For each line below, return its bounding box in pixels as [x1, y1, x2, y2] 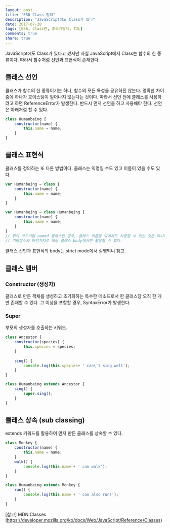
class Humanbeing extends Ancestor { [5, 382, 85, 387]
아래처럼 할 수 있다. [10, 106, 49, 112]
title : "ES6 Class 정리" [5, 12, 56, 17]
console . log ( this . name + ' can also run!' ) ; [23, 492, 119, 498]
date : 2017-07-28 [5, 21, 42, 27]
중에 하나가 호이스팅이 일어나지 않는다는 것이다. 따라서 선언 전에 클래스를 [5, 93, 148, 100]
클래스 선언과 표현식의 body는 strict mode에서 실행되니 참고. [5, 248, 126, 254]
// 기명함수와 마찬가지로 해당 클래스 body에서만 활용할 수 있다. [5, 238, 122, 243]
